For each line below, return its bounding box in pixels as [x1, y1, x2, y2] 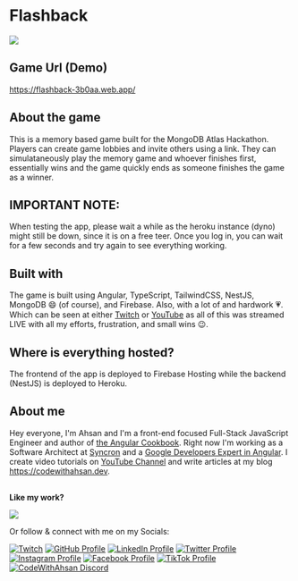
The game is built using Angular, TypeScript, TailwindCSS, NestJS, [9, 290, 255, 300]
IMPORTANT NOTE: [9, 198, 121, 213]
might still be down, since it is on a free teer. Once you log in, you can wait [9, 231, 284, 241]
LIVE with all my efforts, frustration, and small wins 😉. [9, 319, 209, 330]
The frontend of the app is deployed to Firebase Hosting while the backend [9, 368, 286, 379]
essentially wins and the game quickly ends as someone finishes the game [9, 162, 285, 173]
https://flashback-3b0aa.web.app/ [9, 84, 136, 95]
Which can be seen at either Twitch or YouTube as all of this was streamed [9, 309, 285, 320]
